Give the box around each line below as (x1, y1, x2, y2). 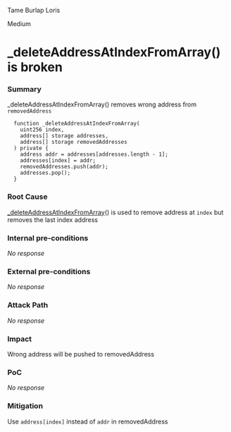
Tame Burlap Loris (7, 6, 61, 14)
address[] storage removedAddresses (20, 139, 128, 146)
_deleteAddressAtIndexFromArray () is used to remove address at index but (7, 208, 224, 216)
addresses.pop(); (20, 169, 71, 177)
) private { (13, 144, 49, 152)
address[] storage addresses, (20, 132, 109, 140)
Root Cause (7, 192, 48, 202)
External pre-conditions (7, 267, 91, 276)
